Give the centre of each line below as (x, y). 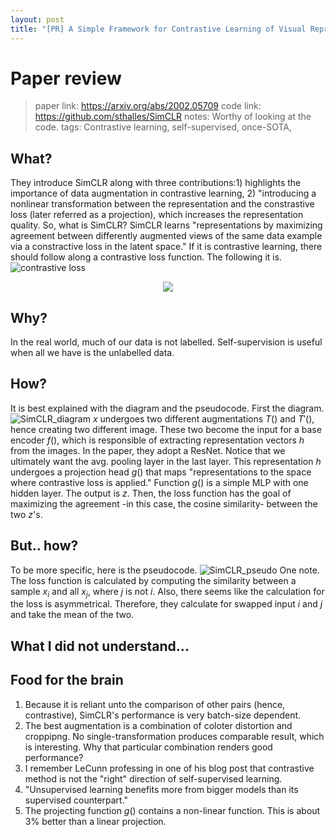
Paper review (66, 78)
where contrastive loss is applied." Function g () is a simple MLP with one (159, 482)
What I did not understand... (100, 646)
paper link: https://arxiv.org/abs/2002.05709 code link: (148, 106)
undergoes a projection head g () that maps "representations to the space (161, 472)
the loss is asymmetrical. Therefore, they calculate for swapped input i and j (166, 604)
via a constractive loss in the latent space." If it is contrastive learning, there (166, 247)
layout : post (37, 19)
